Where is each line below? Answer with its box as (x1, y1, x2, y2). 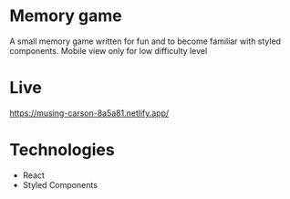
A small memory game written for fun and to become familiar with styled (9, 36, 281, 47)
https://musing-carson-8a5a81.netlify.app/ (9, 107, 170, 119)
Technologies (9, 140, 116, 161)
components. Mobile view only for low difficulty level (9, 45, 208, 56)
